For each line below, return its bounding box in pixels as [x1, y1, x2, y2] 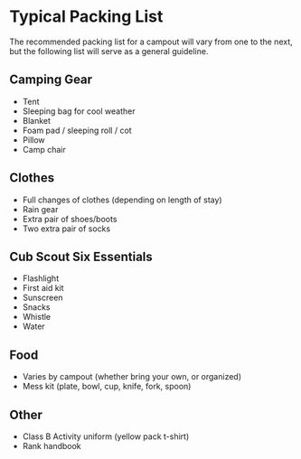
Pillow [22, 134, 45, 145]
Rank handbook [22, 441, 81, 451]
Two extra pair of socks [22, 223, 111, 234]
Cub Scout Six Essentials [9, 248, 154, 264]
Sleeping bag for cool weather [22, 106, 136, 117]
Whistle [22, 312, 52, 323]
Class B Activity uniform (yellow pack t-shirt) [22, 431, 190, 442]
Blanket [22, 115, 52, 126]
